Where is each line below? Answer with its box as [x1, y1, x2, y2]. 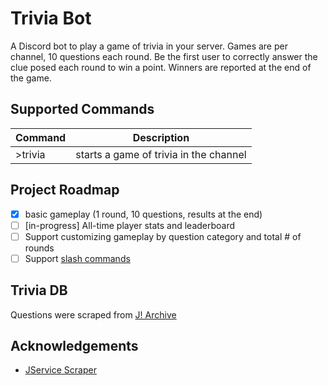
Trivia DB [10, 282, 68, 299]
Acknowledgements [10, 338, 139, 355]
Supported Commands [10, 101, 155, 118]
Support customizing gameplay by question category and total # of [24, 230, 302, 242]
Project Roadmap [10, 182, 120, 199]
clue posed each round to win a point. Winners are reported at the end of [10, 61, 312, 73]
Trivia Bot [10, 7, 92, 30]
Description [132, 130, 190, 144]
